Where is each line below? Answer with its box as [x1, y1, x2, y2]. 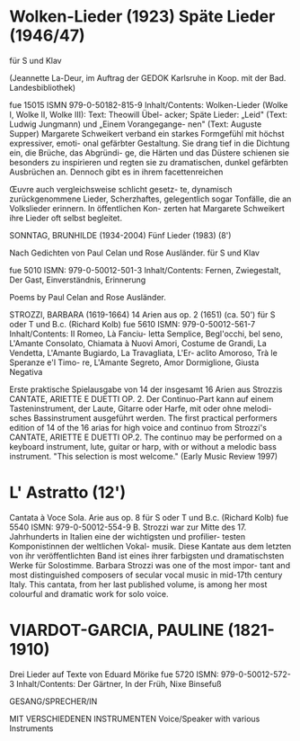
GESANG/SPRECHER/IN [9, 695, 98, 707]
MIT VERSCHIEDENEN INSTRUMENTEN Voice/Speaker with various [9, 713, 260, 724]
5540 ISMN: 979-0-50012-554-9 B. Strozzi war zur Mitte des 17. [9, 522, 247, 532]
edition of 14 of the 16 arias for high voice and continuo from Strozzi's [9, 422, 268, 433]
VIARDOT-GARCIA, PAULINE [9, 620, 225, 640]
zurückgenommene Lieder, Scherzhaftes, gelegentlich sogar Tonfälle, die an [9, 193, 292, 204]
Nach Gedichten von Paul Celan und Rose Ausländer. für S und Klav [9, 247, 260, 258]
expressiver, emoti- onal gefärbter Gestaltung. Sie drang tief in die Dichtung [9, 138, 290, 148]
